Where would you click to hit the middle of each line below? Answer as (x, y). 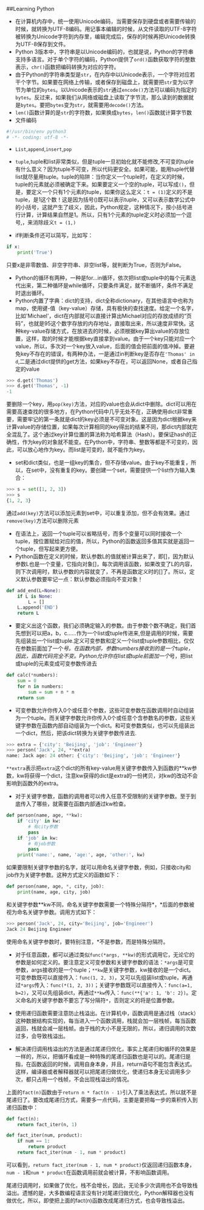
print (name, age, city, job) (54, 892)
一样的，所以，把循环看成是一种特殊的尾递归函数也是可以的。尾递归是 (103, 1056)
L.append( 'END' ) (38, 607)
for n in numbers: (40, 686)
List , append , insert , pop (43, 149)
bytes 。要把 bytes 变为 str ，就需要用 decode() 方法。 (84, 105)
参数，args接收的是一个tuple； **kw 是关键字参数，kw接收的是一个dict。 (104, 970)
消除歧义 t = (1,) (54, 222)
